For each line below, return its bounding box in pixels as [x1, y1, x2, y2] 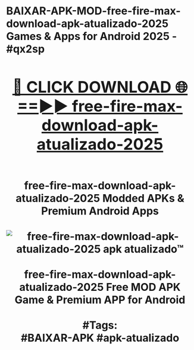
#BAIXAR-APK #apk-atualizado [20, 331, 180, 345]
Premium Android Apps [41, 204, 159, 217]
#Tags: [82, 318, 118, 332]
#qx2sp [6, 42, 45, 56]
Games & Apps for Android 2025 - [6, 30, 177, 43]
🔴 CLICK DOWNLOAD [12, 76, 171, 97]
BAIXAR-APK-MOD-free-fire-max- [6, 4, 181, 18]
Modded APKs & [102, 191, 184, 205]
